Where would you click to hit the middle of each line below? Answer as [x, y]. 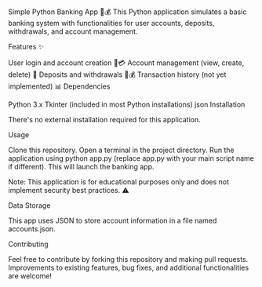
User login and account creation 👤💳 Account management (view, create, [126, 63]
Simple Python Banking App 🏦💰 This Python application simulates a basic [127, 12]
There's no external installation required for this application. [105, 120]
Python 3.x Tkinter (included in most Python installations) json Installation [127, 104]
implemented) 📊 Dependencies [59, 86]
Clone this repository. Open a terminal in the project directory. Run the [121, 150]
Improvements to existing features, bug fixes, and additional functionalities [129, 267]
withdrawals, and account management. [73, 31]
